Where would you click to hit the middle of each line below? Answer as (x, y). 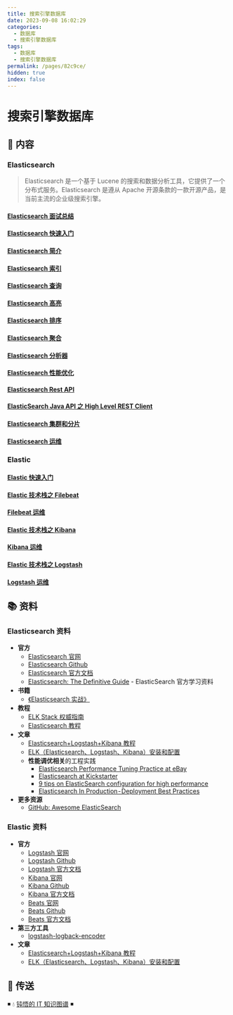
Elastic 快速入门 (31, 478)
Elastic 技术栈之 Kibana (41, 529)
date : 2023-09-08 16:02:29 (47, 20)
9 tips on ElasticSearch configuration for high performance (123, 784)
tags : (15, 46)
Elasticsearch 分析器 (38, 355)
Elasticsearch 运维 (34, 441)
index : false (26, 79)
